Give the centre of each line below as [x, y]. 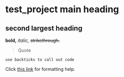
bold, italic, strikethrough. [33, 40]
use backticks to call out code [40, 60]
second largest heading [44, 28]
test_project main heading [62, 9]
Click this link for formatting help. [40, 69]
